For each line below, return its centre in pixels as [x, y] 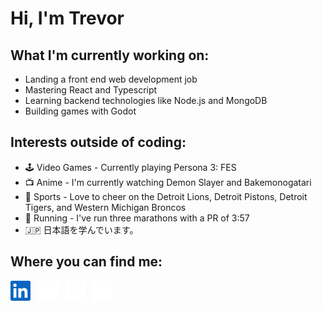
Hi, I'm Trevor [67, 18]
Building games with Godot [80, 111]
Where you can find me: [86, 262]
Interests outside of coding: [98, 142]
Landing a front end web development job [111, 79]
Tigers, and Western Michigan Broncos [105, 207]
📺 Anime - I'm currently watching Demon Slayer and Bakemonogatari [168, 182]
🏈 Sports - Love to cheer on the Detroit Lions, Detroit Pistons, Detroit [166, 196]
